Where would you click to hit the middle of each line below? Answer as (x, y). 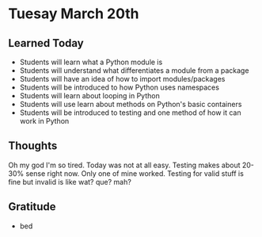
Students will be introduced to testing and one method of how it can (130, 113)
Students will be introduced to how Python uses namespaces (120, 87)
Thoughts (33, 146)
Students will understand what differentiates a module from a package (134, 71)
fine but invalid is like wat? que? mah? (70, 182)
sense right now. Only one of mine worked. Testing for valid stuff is (135, 173)
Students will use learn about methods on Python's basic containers (131, 104)
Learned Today (46, 43)
